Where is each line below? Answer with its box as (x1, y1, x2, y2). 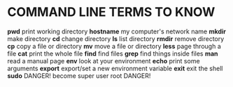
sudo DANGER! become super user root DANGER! (7, 71, 151, 80)
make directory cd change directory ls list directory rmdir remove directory (7, 34, 225, 42)
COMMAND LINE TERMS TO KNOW (7, 4, 216, 20)
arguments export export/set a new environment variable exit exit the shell (7, 64, 223, 72)
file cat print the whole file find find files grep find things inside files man (7, 49, 218, 58)
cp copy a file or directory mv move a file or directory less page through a (7, 42, 222, 50)
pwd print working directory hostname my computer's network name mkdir (7, 27, 226, 35)
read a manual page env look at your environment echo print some (7, 56, 201, 65)
